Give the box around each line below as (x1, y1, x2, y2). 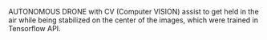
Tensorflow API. (8, 24, 62, 33)
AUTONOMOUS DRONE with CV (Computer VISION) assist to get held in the (8, 7, 259, 16)
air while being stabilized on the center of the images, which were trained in (8, 15, 259, 25)
